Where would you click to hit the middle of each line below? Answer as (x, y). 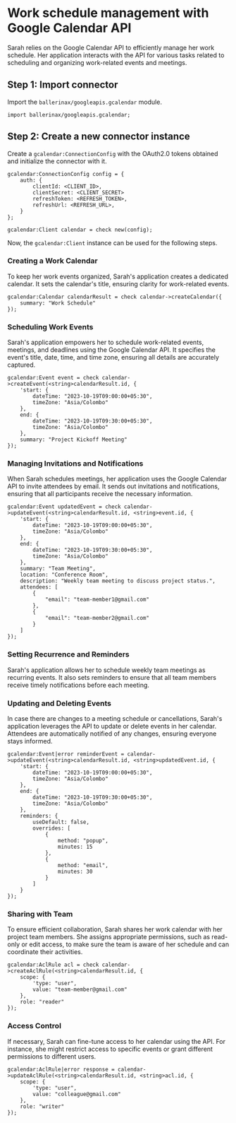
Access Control (35, 1026)
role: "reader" (42, 1002)
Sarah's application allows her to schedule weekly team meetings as (106, 670)
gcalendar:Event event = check (53, 378)
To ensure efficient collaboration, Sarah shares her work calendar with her (115, 929)
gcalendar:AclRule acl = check (53, 965)
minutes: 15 (75, 847)
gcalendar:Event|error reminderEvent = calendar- (82, 754)
